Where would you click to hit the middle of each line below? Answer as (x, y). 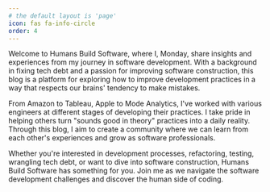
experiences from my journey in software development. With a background (133, 62)
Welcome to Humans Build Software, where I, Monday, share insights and (130, 54)
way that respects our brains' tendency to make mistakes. (104, 88)
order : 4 (23, 31)
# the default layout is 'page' (62, 16)
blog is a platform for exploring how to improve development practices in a (132, 79)
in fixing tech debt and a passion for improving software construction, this (131, 71)
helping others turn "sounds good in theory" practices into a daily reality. (129, 121)
